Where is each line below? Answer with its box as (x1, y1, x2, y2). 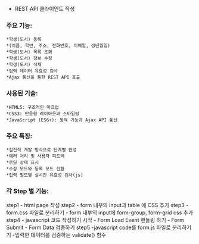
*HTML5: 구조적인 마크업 (6, 104, 60, 110)
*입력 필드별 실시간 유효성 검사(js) (6, 172, 83, 178)
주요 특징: (6, 132, 33, 140)
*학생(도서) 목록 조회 (6, 49, 52, 55)
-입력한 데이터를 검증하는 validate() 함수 (12, 232, 107, 239)
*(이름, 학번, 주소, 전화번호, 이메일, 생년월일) (6, 43, 111, 49)
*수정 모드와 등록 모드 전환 (6, 165, 65, 171)
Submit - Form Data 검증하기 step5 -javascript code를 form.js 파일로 (6, 224, 171, 231)
